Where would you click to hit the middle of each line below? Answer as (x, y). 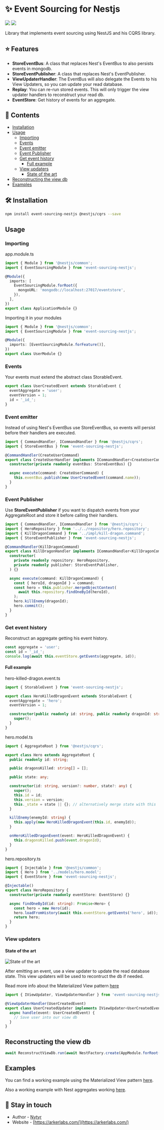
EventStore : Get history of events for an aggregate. (64, 100)
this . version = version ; (39, 800)
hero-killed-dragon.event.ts (33, 678)
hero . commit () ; (29, 606)
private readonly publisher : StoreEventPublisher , (66, 565)
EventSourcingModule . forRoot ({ (46, 285)
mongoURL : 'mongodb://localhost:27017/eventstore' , (72, 290)
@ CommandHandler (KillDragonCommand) (42, 547)
